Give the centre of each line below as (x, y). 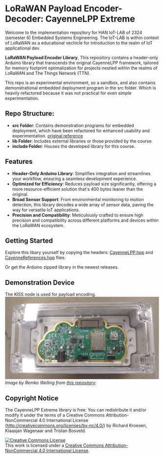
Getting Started (29, 240)
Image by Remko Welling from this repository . (51, 383)
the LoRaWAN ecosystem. (38, 225)
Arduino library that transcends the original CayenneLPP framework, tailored (82, 63)
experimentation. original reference (48, 136)
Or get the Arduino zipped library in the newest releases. (62, 267)
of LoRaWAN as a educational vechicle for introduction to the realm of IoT (79, 43)
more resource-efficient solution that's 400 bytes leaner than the (77, 189)
